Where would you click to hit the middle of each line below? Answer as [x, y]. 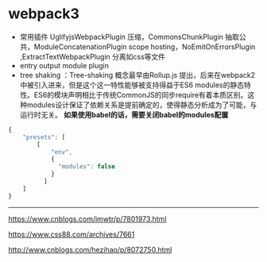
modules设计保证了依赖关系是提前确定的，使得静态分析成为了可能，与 [142, 105]
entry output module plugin [64, 65]
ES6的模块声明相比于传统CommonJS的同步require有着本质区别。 [141, 94]
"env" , [62, 152]
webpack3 [44, 14]
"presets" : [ [44, 137]
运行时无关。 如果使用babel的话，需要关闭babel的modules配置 [124, 114]
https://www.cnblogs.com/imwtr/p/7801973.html [87, 218]
